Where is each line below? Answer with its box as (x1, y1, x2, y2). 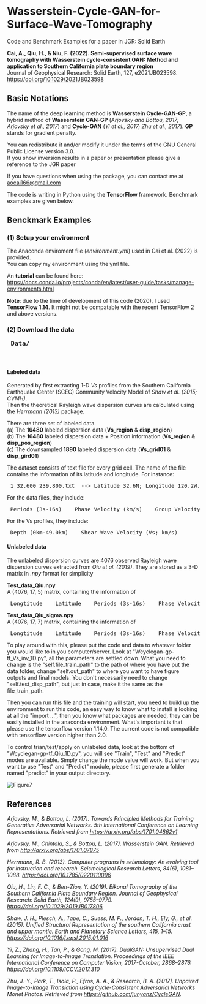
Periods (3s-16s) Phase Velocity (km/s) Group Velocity (10, 506, 200, 513)
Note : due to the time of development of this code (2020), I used (7, 297, 171, 305)
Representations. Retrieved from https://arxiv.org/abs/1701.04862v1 (7, 828, 178, 835)
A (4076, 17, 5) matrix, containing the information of (7, 588, 136, 595)
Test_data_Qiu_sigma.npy (7, 611, 74, 618)
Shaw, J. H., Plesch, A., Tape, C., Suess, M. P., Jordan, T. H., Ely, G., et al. (7, 915, 193, 922)
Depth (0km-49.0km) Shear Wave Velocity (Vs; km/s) (10, 529, 178, 536)
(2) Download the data (7, 325, 75, 334)
